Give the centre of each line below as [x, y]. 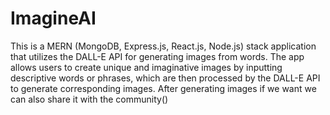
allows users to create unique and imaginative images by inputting [146, 67]
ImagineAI [53, 18]
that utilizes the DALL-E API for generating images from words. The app [157, 56]
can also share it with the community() [89, 99]
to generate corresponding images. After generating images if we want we [163, 88]
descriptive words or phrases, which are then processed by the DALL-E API [165, 78]
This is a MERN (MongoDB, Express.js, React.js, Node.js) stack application [163, 46]
